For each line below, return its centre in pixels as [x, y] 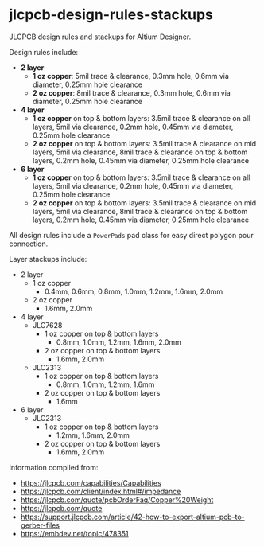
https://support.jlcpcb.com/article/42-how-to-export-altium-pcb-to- [132, 517]
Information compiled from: [54, 467]
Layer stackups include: [48, 259]
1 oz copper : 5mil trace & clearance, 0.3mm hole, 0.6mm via [131, 76]
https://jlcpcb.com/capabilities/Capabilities [91, 482]
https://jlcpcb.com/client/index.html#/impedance [101, 491]
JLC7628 [47, 325]
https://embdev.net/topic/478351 [75, 533]
